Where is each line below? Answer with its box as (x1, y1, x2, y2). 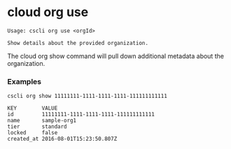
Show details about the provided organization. (7, 39, 149, 46)
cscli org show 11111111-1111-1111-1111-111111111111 (7, 92, 168, 100)
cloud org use (7, 4, 89, 20)
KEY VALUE (7, 105, 58, 112)
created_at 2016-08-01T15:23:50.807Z (7, 136, 118, 143)
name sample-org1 (7, 117, 77, 125)
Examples (7, 76, 42, 86)
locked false (7, 129, 58, 136)
